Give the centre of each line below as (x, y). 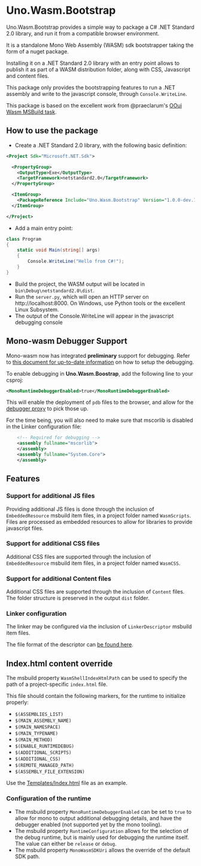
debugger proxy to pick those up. (47, 409)
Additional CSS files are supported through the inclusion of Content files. (95, 592)
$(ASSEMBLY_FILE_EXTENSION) (50, 772)
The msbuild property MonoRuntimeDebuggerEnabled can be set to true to (103, 811)
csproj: (15, 380)
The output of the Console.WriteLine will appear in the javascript (94, 316)
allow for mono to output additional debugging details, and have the (98, 818)
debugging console (39, 322)
